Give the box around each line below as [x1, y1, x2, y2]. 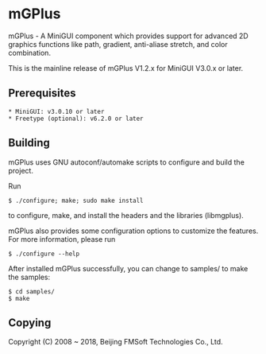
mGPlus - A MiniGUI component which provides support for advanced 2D [8, 31, 249, 41]
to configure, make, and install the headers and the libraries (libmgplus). [8, 210, 244, 220]
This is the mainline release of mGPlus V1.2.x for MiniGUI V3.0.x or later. [8, 63, 244, 72]
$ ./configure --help [8, 250, 80, 258]
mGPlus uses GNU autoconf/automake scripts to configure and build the [8, 157, 245, 167]
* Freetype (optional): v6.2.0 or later [8, 115, 145, 123]
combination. [8, 48, 52, 57]
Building [8, 136, 50, 150]
